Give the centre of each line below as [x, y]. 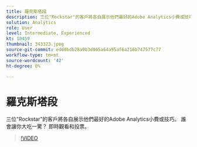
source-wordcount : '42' [35, 60]
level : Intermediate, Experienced [48, 33]
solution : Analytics [31, 22]
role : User [19, 28]
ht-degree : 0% [23, 66]
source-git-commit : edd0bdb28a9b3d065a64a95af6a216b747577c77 [84, 50]
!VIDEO [29, 138]
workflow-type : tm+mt [33, 55]
